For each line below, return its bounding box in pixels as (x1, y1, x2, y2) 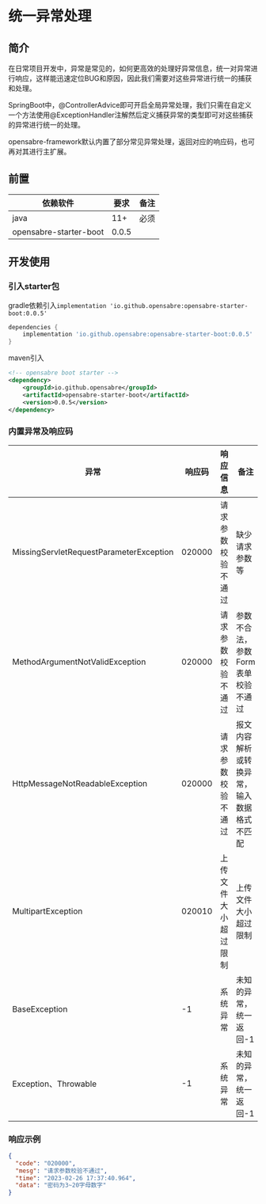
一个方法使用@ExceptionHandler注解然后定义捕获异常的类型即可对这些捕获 (8, 110, 253, 120)
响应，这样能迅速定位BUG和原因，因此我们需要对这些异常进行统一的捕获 (14, 74, 253, 83)
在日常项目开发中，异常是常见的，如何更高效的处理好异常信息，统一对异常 (8, 64, 251, 73)
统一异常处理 (8, 7, 93, 25)
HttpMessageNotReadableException (12, 777, 148, 788)
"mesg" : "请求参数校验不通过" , (15, 1167, 108, 1175)
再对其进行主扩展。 (8, 147, 71, 156)
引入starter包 (8, 281, 60, 292)
